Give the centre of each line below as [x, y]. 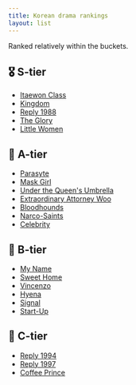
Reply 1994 [38, 355]
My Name [36, 268]
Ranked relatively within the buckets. [68, 46]
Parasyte [34, 173]
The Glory [36, 121]
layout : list [30, 23]
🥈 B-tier [27, 250]
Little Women [41, 129]
